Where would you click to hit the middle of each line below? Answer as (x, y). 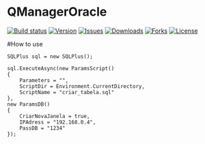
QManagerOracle (57, 12)
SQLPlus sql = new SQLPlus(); (50, 56)
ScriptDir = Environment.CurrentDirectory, (82, 86)
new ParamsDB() (29, 104)
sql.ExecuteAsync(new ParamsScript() (61, 68)
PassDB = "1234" (43, 128)
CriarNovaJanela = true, (55, 116)
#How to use (25, 44)
